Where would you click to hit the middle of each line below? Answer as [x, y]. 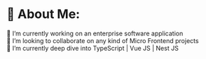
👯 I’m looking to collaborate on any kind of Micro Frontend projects [103, 40]
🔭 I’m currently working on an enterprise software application [95, 33]
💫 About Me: [43, 14]
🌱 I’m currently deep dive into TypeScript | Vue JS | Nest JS [93, 48]
